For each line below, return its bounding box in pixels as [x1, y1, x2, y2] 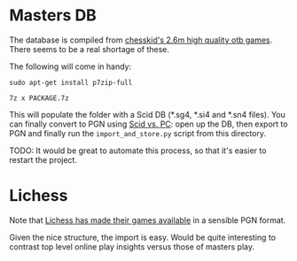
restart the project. [9, 154, 78, 165]
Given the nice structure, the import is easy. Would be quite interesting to [9, 232, 277, 242]
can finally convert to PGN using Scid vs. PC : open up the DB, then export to [9, 119, 288, 129]
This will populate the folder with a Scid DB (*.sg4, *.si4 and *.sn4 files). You [9, 109, 285, 119]
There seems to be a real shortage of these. [9, 43, 170, 54]
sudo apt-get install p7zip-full [9, 78, 133, 87]
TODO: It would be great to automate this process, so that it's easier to [9, 145, 267, 156]
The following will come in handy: [9, 61, 132, 72]
